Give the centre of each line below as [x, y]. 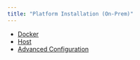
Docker [28, 34]
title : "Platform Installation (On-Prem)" [70, 14]
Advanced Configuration [53, 49]
